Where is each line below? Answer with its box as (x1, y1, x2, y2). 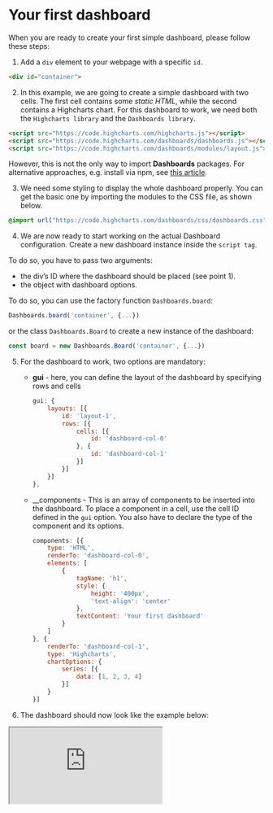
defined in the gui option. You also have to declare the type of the (32, 512, 253, 522)
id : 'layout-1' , (61, 412, 117, 420)
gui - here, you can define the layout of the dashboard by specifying (32, 373, 262, 382)
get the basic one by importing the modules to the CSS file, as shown (19, 192, 253, 202)
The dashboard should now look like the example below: (19, 710, 210, 719)
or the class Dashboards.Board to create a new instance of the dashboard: (8, 326, 254, 336)
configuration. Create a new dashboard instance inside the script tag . (19, 240, 258, 250)
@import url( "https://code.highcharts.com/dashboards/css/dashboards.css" (8, 216, 267, 225)
